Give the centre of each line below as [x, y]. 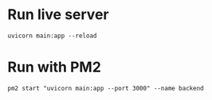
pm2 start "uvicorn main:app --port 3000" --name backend [106, 88]
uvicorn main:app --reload [52, 36]
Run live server [58, 15]
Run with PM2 [54, 67]
